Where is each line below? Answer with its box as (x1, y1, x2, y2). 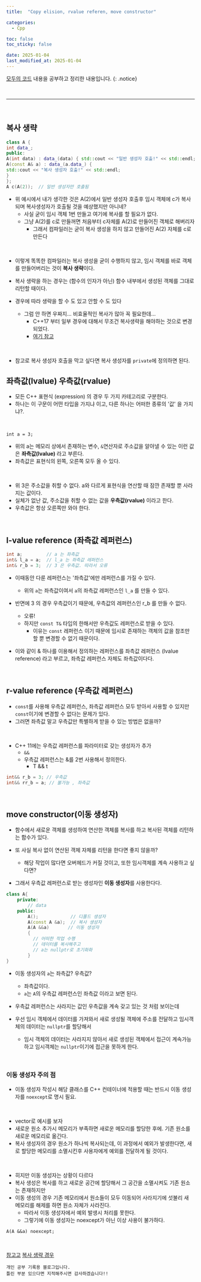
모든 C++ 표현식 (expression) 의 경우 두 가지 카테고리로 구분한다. (14, 393, 168, 400)
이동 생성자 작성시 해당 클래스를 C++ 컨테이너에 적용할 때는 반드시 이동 (14, 1085, 181, 1092)
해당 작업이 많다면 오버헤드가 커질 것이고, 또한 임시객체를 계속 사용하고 (23, 859, 188, 866)
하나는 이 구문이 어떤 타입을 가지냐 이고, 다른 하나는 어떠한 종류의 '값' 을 (14, 400, 182, 407)
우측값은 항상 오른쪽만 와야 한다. (14, 504, 90, 511)
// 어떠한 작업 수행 (32, 936, 75, 942)
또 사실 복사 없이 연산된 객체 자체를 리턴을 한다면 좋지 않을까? (14, 846, 159, 854)
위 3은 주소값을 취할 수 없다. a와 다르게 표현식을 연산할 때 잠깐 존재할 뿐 (14, 482, 182, 489)
